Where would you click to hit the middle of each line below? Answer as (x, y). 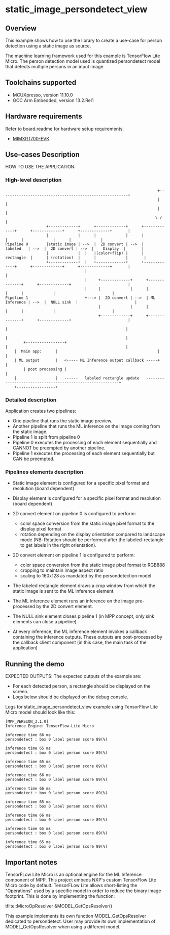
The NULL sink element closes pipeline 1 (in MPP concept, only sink (83, 616)
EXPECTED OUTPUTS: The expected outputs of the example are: (73, 676)
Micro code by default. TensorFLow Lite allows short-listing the (71, 885)
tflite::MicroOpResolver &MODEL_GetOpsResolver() (59, 906)
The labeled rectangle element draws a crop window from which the (84, 586)
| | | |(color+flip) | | (95, 253)
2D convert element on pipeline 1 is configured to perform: (74, 555)
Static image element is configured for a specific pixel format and (81, 483)
